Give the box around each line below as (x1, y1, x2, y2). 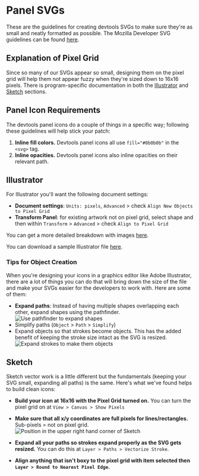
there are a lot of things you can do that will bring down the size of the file (6, 278, 187, 285)
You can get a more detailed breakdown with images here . (6, 231, 149, 239)
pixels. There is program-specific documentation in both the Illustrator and (6, 82, 189, 89)
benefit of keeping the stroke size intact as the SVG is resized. (14, 334, 168, 341)
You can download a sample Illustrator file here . (6, 243, 123, 250)
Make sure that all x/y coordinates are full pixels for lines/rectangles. (14, 415, 188, 422)
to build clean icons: (6, 386, 56, 393)
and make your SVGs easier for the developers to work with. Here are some (6, 284, 191, 292)
